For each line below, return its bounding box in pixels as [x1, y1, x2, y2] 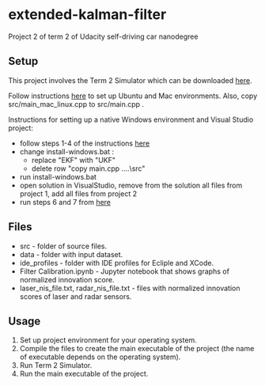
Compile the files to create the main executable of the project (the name [19, 344, 255, 354]
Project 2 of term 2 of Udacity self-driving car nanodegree [8, 32, 199, 41]
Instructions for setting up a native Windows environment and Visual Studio [8, 115, 254, 124]
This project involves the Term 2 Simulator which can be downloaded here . [8, 75, 252, 85]
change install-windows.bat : [19, 146, 115, 156]
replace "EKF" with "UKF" [31, 155, 116, 165]
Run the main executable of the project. [19, 369, 149, 379]
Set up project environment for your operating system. [19, 335, 198, 345]
